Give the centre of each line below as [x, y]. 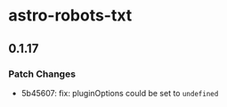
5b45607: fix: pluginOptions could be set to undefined [120, 93]
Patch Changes [42, 74]
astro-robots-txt [70, 16]
